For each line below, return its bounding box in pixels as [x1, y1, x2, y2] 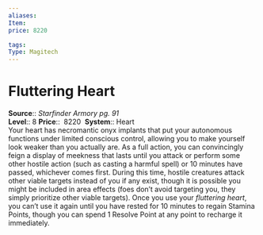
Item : [8, 19, 26, 27]
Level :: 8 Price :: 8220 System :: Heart [8, 117, 135, 127]
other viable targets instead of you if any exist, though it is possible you [8, 176, 242, 186]
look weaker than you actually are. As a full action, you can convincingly [8, 142, 244, 152]
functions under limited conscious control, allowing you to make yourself [8, 134, 246, 144]
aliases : [8, 11, 37, 20]
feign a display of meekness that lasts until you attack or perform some [8, 151, 240, 160]
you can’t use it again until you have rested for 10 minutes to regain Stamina [8, 202, 255, 211]
